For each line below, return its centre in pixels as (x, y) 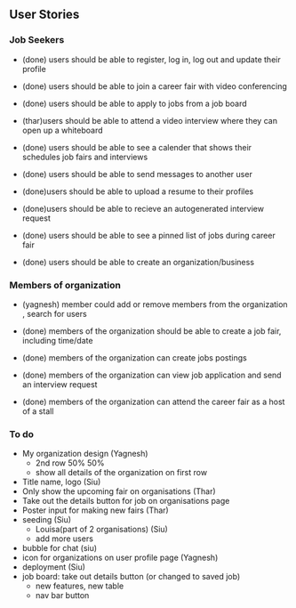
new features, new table (80, 586)
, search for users (54, 313)
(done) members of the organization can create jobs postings (134, 357)
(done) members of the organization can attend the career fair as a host (153, 401)
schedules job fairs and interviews (85, 157)
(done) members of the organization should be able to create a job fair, (152, 331)
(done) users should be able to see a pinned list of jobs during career (148, 235)
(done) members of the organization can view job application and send (152, 375)
